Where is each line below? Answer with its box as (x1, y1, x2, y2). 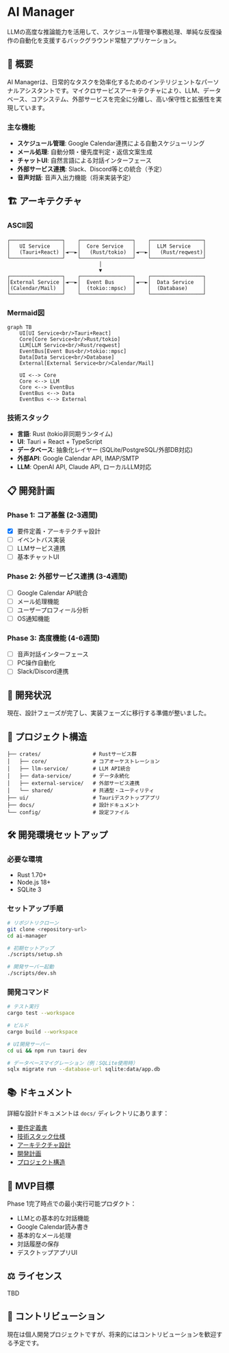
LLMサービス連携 (16, 544, 66, 553)
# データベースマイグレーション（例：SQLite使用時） (7, 1059, 138, 1066)
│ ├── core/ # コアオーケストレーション (7, 758, 161, 765)
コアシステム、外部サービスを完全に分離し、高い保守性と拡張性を (30, 95, 217, 103)
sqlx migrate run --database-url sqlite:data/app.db (7, 1066, 161, 1073)
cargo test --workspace (7, 1009, 75, 1017)
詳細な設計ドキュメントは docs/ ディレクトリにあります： (7, 1109, 170, 1118)
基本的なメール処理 (16, 1231, 72, 1239)
